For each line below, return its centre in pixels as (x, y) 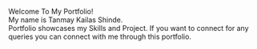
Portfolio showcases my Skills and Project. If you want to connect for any (129, 28)
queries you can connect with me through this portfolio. (100, 36)
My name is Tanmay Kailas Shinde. (66, 20)
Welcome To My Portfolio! (51, 11)
